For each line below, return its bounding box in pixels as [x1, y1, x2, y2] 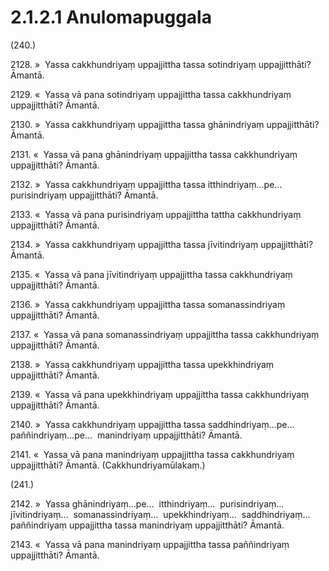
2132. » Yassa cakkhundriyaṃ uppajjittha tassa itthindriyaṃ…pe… [10, 178, 283, 190]
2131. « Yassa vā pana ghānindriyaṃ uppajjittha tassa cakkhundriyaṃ [10, 148, 298, 160]
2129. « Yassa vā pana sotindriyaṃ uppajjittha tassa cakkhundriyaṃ [10, 88, 292, 100]
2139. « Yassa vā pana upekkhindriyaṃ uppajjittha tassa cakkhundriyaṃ [10, 388, 310, 400]
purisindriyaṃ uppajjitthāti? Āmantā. [10, 189, 159, 201]
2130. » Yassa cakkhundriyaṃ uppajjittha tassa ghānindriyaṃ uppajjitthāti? [10, 118, 320, 130]
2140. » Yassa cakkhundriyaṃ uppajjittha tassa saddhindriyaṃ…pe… [10, 418, 295, 430]
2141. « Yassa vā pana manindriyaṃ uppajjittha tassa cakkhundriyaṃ [10, 448, 295, 460]
